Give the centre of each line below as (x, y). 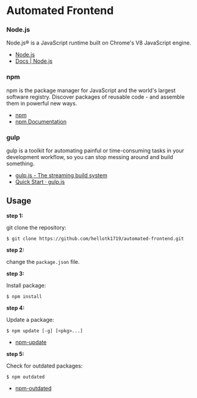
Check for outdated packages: (45, 366)
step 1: (15, 215)
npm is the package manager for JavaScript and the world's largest (91, 90)
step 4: (16, 308)
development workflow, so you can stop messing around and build (90, 157)
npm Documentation (41, 121)
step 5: (15, 354)
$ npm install (24, 296)
